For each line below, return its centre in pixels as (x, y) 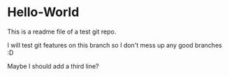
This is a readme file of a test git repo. (62, 31)
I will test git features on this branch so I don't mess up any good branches (114, 45)
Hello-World (43, 12)
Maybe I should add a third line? (53, 66)
